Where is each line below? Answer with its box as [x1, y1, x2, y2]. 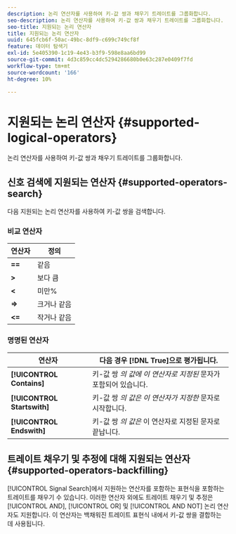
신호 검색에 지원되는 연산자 [7, 176, 116, 188]
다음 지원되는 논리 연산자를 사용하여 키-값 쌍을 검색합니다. [7, 207, 166, 216]
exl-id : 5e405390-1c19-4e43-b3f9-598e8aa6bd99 [7, 50, 146, 57]
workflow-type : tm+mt [7, 63, 71, 70]
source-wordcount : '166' [7, 69, 80, 76]
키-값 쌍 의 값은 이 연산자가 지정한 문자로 [92, 393, 221, 403]
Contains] [11, 378, 45, 388]
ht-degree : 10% [7, 75, 52, 83]
